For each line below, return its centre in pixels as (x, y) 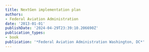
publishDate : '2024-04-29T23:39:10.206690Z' (52, 28)
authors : (14, 14)
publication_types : (25, 33)
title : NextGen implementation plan (43, 10)
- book (12, 38)
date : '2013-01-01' (25, 24)
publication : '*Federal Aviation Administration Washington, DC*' (75, 42)
